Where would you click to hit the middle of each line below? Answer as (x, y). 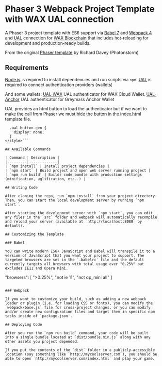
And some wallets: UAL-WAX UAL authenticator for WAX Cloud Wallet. (75, 94)
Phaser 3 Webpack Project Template (80, 9)
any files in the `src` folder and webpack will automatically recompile (81, 217)
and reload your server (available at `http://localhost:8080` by (73, 221)
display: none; (29, 132)
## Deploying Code (24, 324)
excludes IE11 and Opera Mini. (37, 268)
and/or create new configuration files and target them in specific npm (80, 312)
